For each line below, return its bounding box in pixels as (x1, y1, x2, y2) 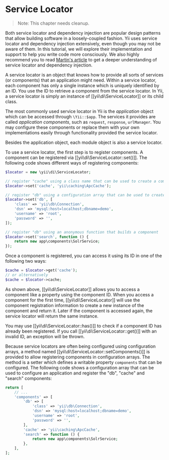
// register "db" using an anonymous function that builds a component (5, 229, 158, 235)
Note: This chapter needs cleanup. (17, 20, 90, 26)
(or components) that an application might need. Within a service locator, (5, 77, 157, 83)
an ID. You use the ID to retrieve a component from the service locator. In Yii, (5, 88, 164, 94)
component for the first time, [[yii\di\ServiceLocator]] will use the (5, 297, 140, 303)
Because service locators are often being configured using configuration (5, 343, 156, 349)
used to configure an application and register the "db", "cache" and (5, 370, 145, 376)
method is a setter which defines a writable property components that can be (5, 359, 162, 365)
